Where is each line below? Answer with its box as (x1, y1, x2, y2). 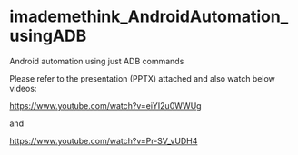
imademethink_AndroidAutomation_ (9, 6, 289, 27)
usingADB (9, 25, 87, 46)
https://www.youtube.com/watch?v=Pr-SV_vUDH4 (9, 135, 198, 146)
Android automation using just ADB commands (9, 55, 184, 66)
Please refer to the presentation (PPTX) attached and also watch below (9, 73, 275, 83)
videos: (9, 82, 37, 93)
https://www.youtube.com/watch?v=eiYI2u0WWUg (9, 100, 202, 111)
